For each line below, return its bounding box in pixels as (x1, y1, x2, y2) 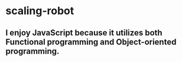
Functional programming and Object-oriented (5, 37, 177, 47)
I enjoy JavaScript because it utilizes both (5, 28, 163, 38)
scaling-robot (5, 4, 74, 18)
